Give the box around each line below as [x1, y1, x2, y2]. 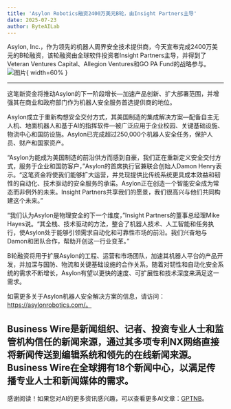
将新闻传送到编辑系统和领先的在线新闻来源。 [7, 349, 197, 361]
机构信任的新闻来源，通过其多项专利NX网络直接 [16, 336, 220, 348]
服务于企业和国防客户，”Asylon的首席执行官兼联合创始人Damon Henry [19, 162, 217, 170]
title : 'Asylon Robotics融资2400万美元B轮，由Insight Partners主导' [7, 10, 197, 17]
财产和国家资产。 [19, 139, 67, 147]
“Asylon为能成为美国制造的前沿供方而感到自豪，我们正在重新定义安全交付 [7, 153, 215, 162]
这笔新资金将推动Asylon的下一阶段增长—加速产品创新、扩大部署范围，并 [7, 90, 214, 98]
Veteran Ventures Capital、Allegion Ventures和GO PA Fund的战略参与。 [7, 60, 210, 68]
